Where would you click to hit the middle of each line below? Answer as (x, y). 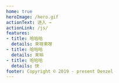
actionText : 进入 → (29, 22)
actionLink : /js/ (27, 28)
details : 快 (25, 66)
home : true (19, 11)
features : (18, 33)
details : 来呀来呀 (32, 44)
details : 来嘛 (27, 55)
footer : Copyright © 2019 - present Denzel (60, 71)
